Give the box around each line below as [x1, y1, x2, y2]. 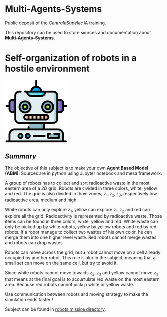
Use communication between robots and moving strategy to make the [5, 291, 148, 297]
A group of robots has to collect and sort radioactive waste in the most [5, 180, 150, 186]
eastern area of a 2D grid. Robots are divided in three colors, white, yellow [5, 185, 158, 191]
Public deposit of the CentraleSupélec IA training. [5, 20, 106, 26]
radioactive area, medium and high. [5, 197, 78, 203]
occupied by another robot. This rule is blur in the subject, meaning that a [5, 255, 156, 261]
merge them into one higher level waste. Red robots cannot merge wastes [5, 234, 157, 240]
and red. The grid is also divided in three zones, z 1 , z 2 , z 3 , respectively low [5, 190, 157, 198]
